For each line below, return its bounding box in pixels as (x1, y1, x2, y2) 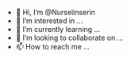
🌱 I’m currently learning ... (15, 25, 101, 33)
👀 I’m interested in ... (15, 16, 83, 26)
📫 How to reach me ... (15, 42, 90, 51)
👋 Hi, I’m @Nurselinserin (15, 8, 95, 17)
